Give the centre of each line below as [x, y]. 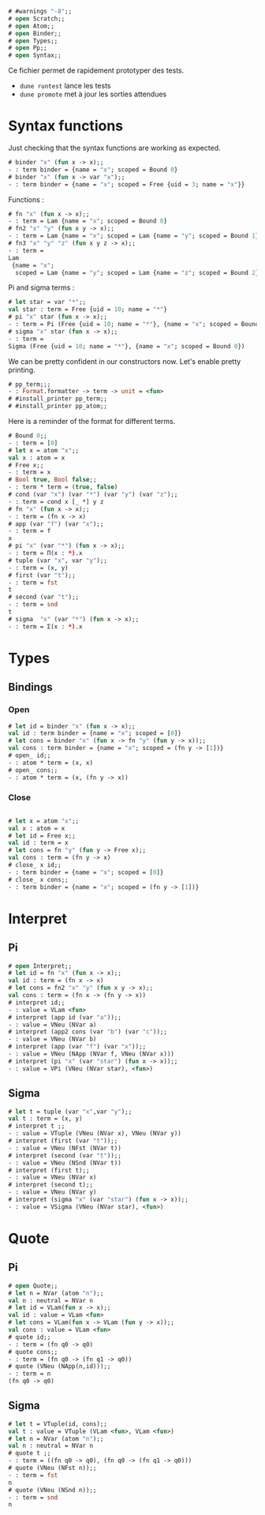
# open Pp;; [28, 48]
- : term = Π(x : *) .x [45, 553]
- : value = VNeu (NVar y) [52, 1192]
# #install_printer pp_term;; [58, 399]
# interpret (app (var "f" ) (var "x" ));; [77, 1047]
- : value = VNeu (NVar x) [52, 1177]
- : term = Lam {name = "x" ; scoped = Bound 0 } [88, 221]
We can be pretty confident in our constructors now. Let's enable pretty [125, 361]
